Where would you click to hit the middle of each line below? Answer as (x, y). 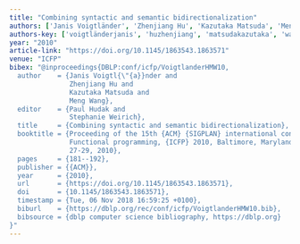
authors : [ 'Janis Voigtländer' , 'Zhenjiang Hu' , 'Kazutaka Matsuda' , (142, 26)
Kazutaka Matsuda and (109, 92)
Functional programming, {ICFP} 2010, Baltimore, (163, 142)
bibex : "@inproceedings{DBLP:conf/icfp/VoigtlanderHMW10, (119, 68)
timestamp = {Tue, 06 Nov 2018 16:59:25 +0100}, (109, 201)
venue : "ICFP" (36, 59)
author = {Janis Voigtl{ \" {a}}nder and (97, 76)
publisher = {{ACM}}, (58, 167)
